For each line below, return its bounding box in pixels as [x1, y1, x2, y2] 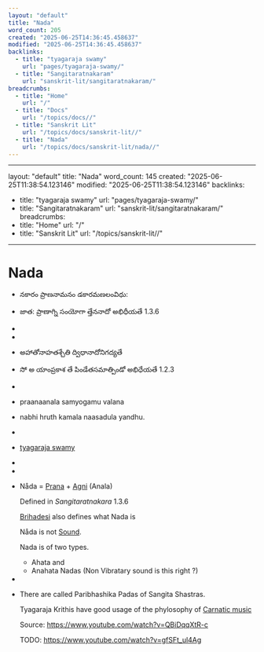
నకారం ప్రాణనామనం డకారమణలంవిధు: [19, 290, 128, 299]
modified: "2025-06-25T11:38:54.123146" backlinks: [76, 180, 245, 189]
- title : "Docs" [15, 107, 68, 115]
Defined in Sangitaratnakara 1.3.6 [19, 496, 129, 507]
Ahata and [31, 558, 65, 567]
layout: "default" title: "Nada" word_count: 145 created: [8, 172, 186, 181]
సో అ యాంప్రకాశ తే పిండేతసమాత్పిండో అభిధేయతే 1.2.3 [19, 364, 174, 374]
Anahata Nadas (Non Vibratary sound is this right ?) [31, 566, 199, 576]
